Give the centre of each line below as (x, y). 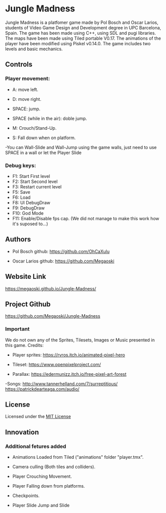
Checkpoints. (26, 496)
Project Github (28, 304)
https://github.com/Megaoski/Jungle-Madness (53, 316)
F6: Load (21, 197)
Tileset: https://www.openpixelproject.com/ (56, 364)
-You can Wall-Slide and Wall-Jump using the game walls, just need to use (81, 147)
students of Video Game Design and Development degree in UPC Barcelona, (83, 27)
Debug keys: (21, 166)
